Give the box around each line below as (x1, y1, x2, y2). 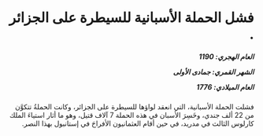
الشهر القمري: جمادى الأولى (172, 67, 254, 76)
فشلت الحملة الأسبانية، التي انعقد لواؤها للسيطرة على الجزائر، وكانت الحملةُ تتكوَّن (14, 102, 254, 112)
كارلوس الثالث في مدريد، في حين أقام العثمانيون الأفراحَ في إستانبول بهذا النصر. (21, 119, 254, 128)
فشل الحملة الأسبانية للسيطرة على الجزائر (9, 9, 254, 27)
